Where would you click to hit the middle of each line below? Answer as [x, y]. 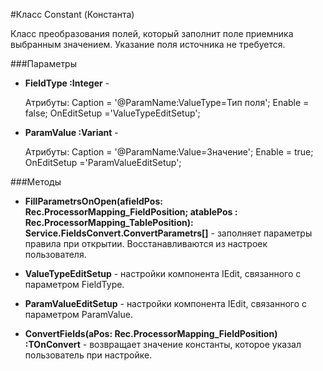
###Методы [36, 182]
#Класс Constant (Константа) [72, 14]
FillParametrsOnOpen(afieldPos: [93, 201]
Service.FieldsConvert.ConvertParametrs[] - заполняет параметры [168, 233]
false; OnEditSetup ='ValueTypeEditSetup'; [112, 113]
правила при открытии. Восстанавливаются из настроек [146, 243]
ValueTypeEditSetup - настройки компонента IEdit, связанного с [163, 273]
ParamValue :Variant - [71, 132]
